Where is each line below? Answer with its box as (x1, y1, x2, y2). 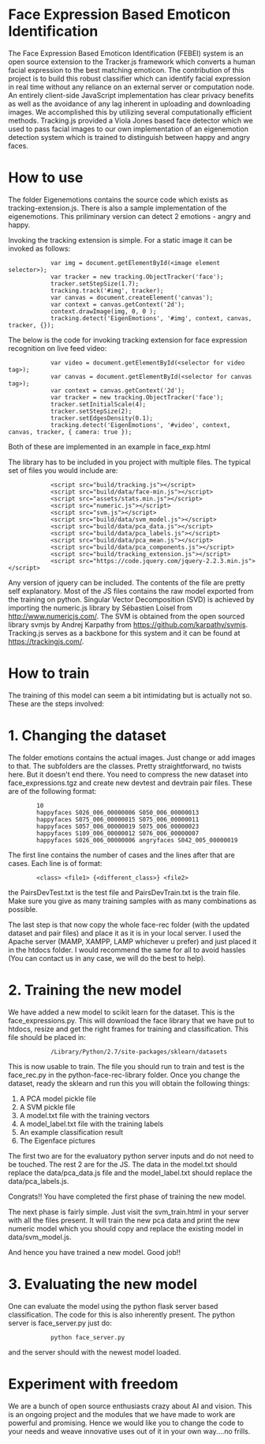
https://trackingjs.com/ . (8, 637, 84, 646)
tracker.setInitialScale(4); (50, 400, 147, 408)
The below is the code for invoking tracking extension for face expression (8, 335, 248, 345)
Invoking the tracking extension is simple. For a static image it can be (8, 235, 233, 244)
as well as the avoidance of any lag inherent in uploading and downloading (8, 99, 251, 108)
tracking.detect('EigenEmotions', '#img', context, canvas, (50, 314, 252, 322)
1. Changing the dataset (8, 727, 167, 744)
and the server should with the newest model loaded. (8, 1347, 181, 1357)
